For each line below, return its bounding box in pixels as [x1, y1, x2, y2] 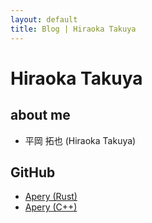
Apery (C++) [24, 201, 78, 213]
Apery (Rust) [24, 191, 78, 203]
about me [10, 107, 71, 124]
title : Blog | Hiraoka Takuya [10, 24, 137, 34]
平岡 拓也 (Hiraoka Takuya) [24, 134, 137, 146]
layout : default [10, 14, 78, 25]
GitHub [10, 164, 56, 181]
